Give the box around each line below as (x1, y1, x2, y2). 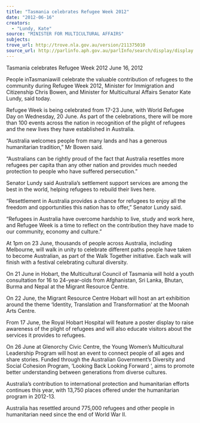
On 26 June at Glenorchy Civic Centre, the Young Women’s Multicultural (6, 343, 184, 350)
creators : (6, 20, 31, 26)
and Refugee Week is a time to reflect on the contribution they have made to (6, 221, 194, 229)
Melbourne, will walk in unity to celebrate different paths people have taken (6, 246, 192, 253)
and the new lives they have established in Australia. (6, 125, 136, 132)
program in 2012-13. (6, 392, 56, 400)
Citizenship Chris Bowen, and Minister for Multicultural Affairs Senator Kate (6, 88, 191, 96)
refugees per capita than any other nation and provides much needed (6, 161, 177, 168)
